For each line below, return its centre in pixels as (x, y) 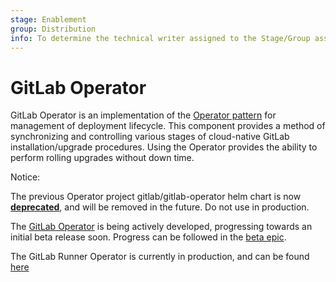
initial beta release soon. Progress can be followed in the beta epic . (148, 237)
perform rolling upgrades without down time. (102, 158)
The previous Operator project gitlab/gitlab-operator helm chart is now (156, 197)
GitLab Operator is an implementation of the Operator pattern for (143, 115)
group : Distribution (53, 29)
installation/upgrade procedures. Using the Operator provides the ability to (164, 147)
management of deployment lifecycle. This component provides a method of (168, 126)
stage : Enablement (48, 19)
